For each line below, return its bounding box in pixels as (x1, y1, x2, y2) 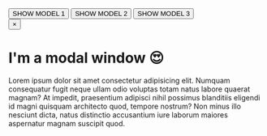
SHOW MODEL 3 (137, 10, 191, 18)
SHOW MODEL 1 (12, 10, 66, 18)
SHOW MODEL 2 (75, 10, 128, 18)
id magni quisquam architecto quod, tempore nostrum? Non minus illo (8, 101, 242, 111)
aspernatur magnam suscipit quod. (8, 118, 126, 128)
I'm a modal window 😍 (8, 49, 165, 67)
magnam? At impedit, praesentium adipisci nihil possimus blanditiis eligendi (8, 92, 261, 102)
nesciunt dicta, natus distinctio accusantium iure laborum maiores (8, 109, 229, 120)
